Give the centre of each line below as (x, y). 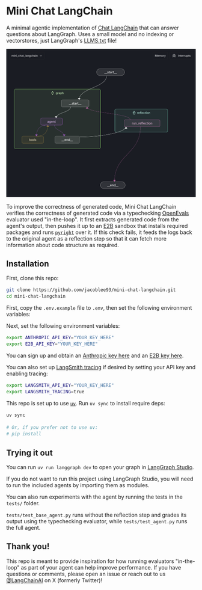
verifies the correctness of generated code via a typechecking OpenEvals (98, 213)
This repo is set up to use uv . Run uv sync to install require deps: (86, 403)
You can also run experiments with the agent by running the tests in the (95, 497)
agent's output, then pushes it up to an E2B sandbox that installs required (97, 226)
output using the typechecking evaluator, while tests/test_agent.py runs (97, 521)
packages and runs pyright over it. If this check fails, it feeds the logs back (99, 232)
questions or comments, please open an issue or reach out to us (86, 574)
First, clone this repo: (32, 278)
